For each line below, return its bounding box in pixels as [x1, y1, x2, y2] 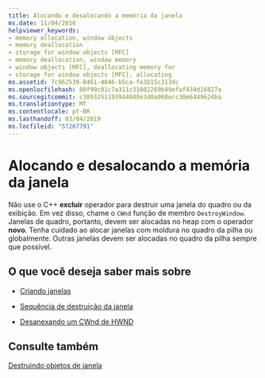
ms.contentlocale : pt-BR [8, 108, 90, 116]
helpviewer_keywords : [8, 26, 80, 34]
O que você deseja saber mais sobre [8, 265, 192, 279]
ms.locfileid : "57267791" [8, 122, 94, 130]
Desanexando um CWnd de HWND [19, 317, 134, 326]
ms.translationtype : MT [8, 100, 87, 108]
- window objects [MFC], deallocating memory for [8, 64, 176, 71]
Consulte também [8, 339, 99, 353]
